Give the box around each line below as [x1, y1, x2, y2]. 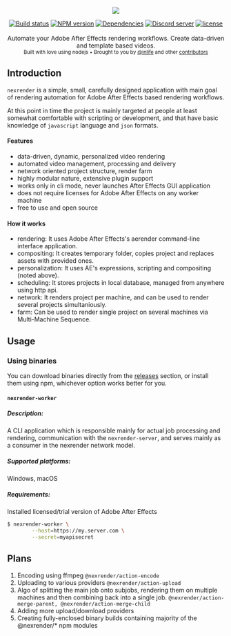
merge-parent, [17, 600, 58, 607]
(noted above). [17, 271, 59, 279]
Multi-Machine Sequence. [17, 315, 91, 324]
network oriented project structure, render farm [17, 167, 153, 175]
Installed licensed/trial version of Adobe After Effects [7, 508, 157, 516]
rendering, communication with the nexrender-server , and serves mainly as [7, 434, 221, 442]
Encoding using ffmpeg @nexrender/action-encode [17, 571, 160, 579]
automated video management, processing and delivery [17, 159, 176, 168]
